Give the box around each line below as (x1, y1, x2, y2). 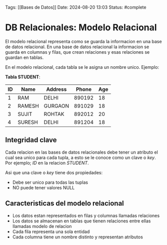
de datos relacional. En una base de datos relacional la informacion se (5, 44, 149, 50)
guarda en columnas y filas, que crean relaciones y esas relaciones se (5, 49, 150, 55)
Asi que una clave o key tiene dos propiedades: (5, 169, 103, 175)
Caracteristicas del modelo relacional (5, 199, 124, 208)
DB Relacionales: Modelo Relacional (5, 22, 157, 33)
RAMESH (17, 102, 39, 109)
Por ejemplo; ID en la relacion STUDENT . (5, 160, 89, 166)
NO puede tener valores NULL (12, 184, 75, 190)
